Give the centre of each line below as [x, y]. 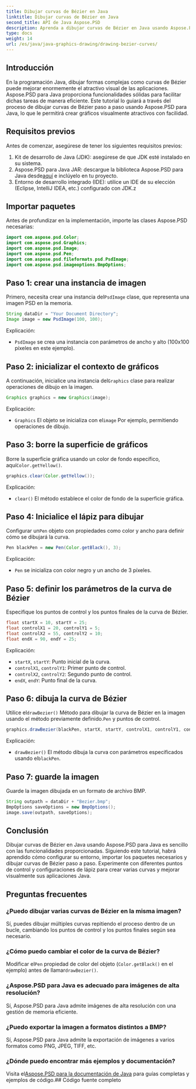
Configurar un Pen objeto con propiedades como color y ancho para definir [95, 531]
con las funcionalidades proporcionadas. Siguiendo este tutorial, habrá [91, 851]
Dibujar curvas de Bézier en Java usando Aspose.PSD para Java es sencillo [97, 845]
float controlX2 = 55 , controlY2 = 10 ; [55, 633]
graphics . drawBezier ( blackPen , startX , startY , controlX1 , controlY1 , [94, 730]
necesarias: [20, 227]
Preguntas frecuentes [47, 894]
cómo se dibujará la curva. [38, 537]
